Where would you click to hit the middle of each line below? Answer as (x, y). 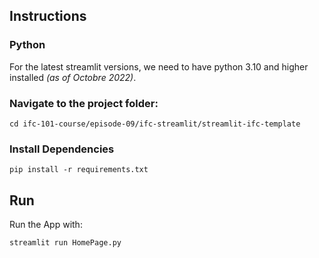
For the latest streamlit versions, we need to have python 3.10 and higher (159, 66)
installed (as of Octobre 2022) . (73, 77)
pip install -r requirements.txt (79, 170)
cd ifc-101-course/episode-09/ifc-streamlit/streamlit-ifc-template (155, 124)
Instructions (48, 16)
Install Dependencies (62, 149)
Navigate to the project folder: (84, 103)
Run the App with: (46, 225)
